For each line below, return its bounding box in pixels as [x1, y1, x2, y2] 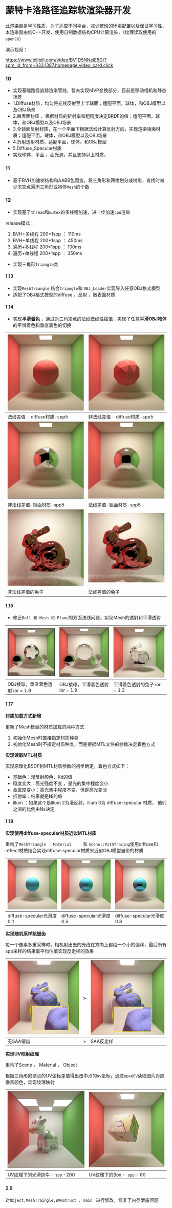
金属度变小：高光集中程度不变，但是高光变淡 [12, 787, 107, 793]
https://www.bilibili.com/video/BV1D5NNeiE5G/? [5, 57, 107, 63]
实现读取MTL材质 [5, 752, 42, 758]
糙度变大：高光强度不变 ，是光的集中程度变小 [12, 780, 109, 786]
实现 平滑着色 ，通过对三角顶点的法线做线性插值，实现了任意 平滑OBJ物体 [12, 316, 167, 322]
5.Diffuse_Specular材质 [12, 145, 62, 152]
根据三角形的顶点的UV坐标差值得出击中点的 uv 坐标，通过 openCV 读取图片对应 [5, 1072, 165, 1078]
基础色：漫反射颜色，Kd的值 [12, 774, 73, 780]
